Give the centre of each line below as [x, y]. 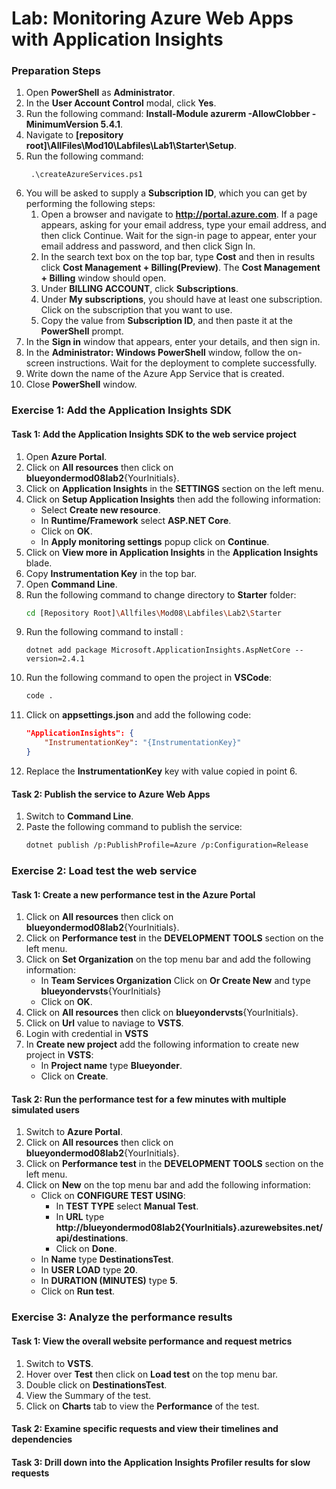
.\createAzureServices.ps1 [86, 175]
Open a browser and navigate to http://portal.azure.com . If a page [179, 214]
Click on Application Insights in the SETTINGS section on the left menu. [175, 488]
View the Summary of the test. [88, 1395]
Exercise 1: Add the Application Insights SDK [122, 410]
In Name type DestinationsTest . [107, 1259]
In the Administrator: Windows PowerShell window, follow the [155, 353]
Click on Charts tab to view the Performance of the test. [142, 1406]
